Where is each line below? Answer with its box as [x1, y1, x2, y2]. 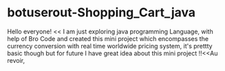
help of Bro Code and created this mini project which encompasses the [7, 34, 208, 42]
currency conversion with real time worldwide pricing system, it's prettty [7, 42, 213, 50]
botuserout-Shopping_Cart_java [7, 5, 196, 20]
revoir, [7, 56, 25, 64]
